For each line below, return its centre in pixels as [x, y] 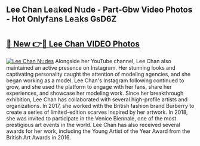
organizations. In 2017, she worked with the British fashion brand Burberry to [100, 106]
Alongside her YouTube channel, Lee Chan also [113, 61]
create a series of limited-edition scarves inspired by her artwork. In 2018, [97, 112]
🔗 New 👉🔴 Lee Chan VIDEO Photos [73, 44]
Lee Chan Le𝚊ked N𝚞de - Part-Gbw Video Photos [99, 10]
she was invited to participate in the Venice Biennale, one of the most [91, 118]
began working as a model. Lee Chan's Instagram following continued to [95, 80]
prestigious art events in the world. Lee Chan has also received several [93, 125]
